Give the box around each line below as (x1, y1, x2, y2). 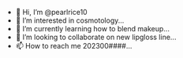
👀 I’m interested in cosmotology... (15, 16, 125, 25)
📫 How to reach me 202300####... (15, 42, 133, 50)
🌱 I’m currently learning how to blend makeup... (15, 24, 170, 33)
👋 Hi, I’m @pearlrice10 (15, 8, 88, 16)
